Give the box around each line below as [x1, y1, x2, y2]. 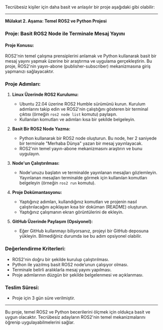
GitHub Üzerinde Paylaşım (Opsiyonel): [12, 219, 93, 225]
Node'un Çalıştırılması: [12, 160, 60, 166]
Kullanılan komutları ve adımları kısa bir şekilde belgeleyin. [19, 117, 136, 122]
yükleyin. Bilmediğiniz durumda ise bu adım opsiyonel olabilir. [19, 233, 142, 239]
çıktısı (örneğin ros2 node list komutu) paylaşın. [19, 111, 117, 117]
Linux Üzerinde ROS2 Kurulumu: [12, 92, 79, 98]
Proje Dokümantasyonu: [12, 190, 62, 195]
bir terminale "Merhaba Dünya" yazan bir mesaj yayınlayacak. [19, 140, 143, 146]
